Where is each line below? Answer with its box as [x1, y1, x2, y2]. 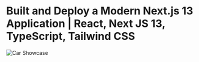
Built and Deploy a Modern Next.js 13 [6, 4, 194, 18]
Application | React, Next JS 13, [6, 17, 165, 30]
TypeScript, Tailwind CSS [6, 30, 135, 43]
